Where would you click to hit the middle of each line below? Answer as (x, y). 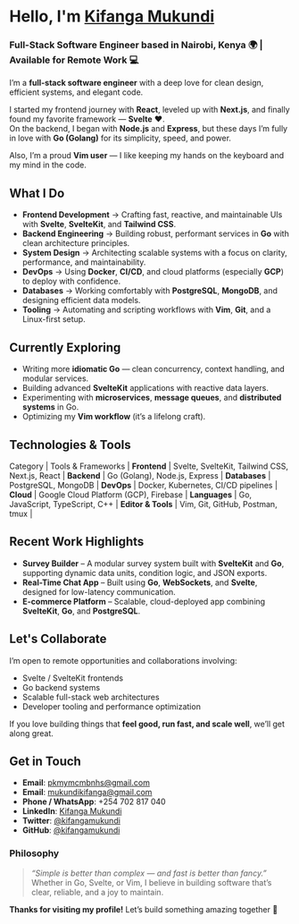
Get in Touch (46, 761)
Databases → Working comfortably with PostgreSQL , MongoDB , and (150, 291)
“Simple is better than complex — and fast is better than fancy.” (149, 873)
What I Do (37, 193)
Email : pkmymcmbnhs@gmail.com (86, 783)
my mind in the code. (48, 165)
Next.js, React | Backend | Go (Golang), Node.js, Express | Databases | (140, 475)
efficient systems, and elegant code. (76, 92)
